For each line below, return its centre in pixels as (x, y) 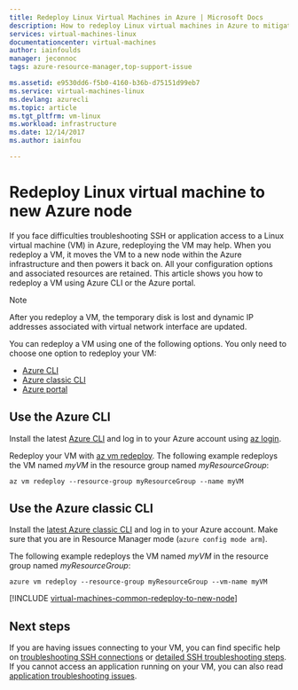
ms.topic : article (43, 107)
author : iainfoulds (45, 51)
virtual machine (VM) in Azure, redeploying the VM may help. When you (140, 245)
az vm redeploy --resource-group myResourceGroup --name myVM (126, 481)
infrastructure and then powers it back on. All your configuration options (141, 263)
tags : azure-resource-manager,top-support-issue (101, 67)
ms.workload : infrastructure (63, 124)
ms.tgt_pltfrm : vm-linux (55, 116)
